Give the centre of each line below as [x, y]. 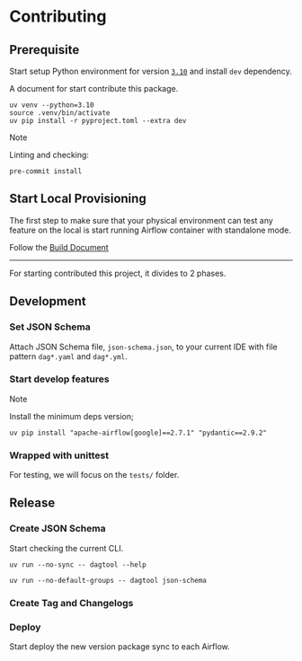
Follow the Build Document [59, 247]
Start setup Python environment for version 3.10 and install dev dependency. [151, 71]
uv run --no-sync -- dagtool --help [78, 564]
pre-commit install [46, 172]
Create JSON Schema [58, 529]
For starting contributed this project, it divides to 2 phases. [118, 273]
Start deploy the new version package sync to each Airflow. [120, 647]
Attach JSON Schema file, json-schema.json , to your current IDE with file [143, 347]
